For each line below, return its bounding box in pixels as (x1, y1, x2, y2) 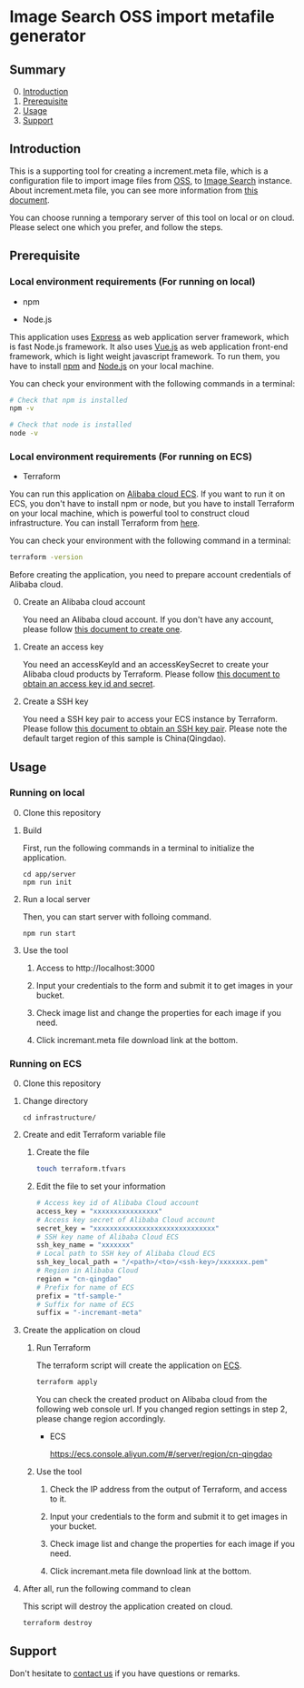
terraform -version (9, 553, 83, 562)
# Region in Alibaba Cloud (35, 1266, 139, 1275)
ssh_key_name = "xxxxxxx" (35, 1241, 134, 1250)
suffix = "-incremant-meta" (35, 1308, 142, 1318)
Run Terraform (35, 1342, 91, 1353)
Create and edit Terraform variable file (22, 1130, 166, 1140)
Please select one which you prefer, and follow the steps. (9, 221, 224, 233)
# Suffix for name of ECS (35, 1300, 134, 1309)
